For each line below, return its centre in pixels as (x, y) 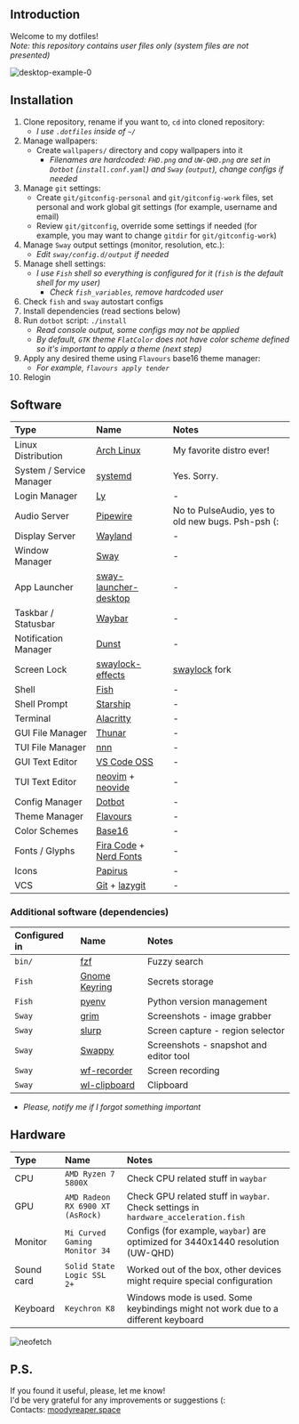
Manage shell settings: (64, 263)
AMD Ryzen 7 (90, 1173)
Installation (42, 100)
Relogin (37, 376)
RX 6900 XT (87, 1206)
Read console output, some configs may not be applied (138, 329)
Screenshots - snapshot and (207, 1045)
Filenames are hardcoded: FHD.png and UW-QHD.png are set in (160, 159)
